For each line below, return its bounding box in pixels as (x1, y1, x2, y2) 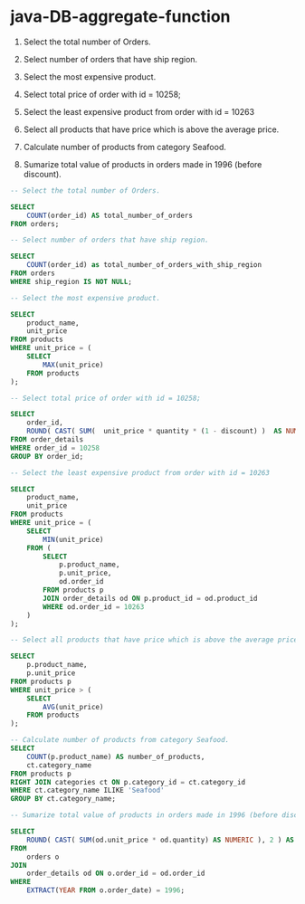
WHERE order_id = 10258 (10, 443, 100, 452)
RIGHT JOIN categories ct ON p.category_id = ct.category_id (10, 777, 246, 786)
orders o (26, 852, 60, 861)
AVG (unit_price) (43, 702, 104, 711)
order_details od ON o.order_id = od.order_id (26, 869, 205, 879)
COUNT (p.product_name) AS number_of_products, (26, 752, 205, 761)
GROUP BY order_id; (10, 452, 84, 461)
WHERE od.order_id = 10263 (43, 602, 145, 612)
